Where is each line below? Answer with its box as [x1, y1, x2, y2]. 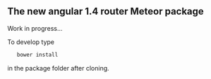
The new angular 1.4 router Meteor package [7, 6, 205, 17]
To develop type [7, 38, 55, 46]
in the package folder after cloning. [7, 64, 109, 72]
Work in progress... [7, 24, 63, 32]
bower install [16, 51, 59, 58]
